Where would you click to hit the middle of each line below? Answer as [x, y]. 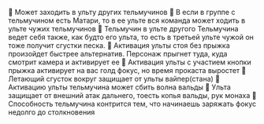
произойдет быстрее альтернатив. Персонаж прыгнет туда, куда [118, 54]
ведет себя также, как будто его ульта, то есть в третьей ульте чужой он [131, 37]
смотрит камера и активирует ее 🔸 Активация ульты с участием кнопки [130, 62]
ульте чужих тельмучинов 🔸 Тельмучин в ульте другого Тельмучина [123, 29]
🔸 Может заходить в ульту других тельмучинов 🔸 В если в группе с [122, 12]
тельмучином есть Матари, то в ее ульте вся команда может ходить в [127, 20]
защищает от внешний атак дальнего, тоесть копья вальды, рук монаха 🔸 [132, 95]
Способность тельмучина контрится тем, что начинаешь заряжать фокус [132, 104]
